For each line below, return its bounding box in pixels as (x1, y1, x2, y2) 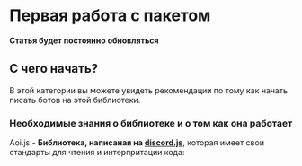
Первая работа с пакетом (9, 5, 211, 26)
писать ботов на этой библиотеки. (9, 94, 141, 105)
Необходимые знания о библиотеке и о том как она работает (9, 117, 293, 129)
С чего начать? (9, 61, 99, 76)
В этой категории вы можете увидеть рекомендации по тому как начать (9, 84, 289, 95)
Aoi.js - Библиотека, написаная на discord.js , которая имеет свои (9, 137, 265, 148)
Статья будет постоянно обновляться (9, 35, 159, 46)
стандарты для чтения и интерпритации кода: (9, 147, 185, 158)
